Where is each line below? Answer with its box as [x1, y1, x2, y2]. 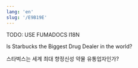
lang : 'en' [6, 8, 34, 15]
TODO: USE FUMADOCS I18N [6, 31, 80, 38]
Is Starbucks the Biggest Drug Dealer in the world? [6, 43, 133, 50]
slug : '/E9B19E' [6, 14, 47, 20]
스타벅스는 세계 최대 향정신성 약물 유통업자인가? [6, 55, 119, 62]
